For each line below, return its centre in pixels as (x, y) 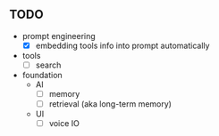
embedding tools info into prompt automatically (122, 45)
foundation (42, 75)
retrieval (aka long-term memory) (110, 104)
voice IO (64, 124)
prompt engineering (59, 36)
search (48, 65)
